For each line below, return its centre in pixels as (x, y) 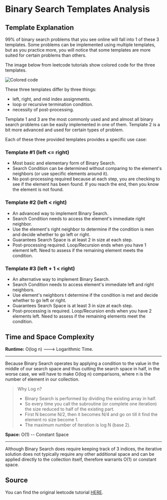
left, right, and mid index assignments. (51, 99)
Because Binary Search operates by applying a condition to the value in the (82, 363)
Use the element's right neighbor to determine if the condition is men (83, 229)
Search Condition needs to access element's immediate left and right (83, 284)
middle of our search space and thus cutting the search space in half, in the (83, 368)
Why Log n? (30, 389)
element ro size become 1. (51, 419)
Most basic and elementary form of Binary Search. (64, 163)
